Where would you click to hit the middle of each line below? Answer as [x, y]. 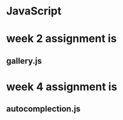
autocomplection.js [43, 109]
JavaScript [34, 11]
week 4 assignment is [62, 87]
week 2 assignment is [61, 39]
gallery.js [24, 61]
